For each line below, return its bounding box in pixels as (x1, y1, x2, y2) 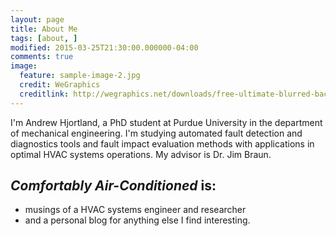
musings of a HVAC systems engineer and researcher (24, 204, 247, 216)
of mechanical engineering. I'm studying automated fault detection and (10, 127, 303, 139)
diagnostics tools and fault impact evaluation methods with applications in (10, 137, 315, 150)
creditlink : (19, 89, 70, 99)
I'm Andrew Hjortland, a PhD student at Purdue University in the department (10, 116, 323, 128)
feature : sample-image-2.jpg (19, 71, 141, 81)
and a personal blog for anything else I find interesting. (24, 214, 251, 226)
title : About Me (10, 24, 78, 34)
